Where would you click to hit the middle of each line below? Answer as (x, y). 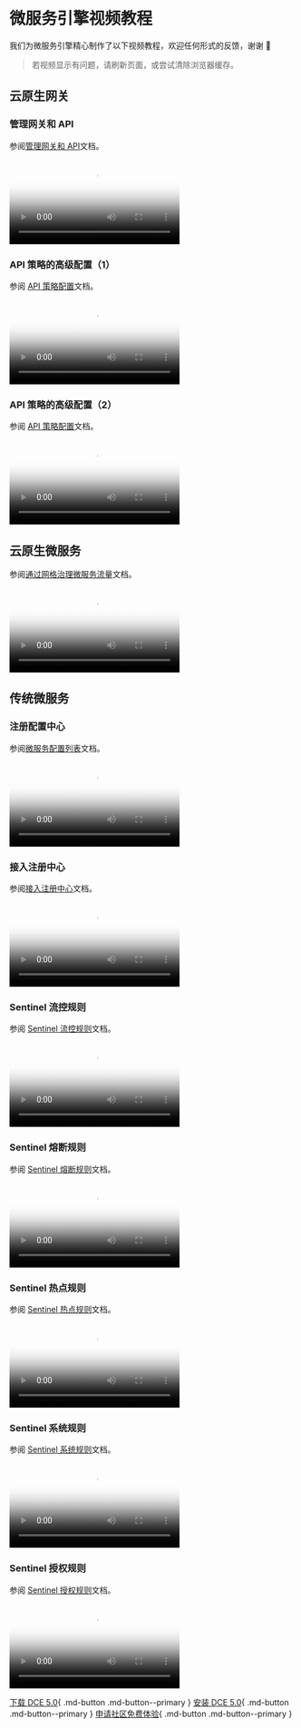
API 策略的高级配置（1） (62, 264)
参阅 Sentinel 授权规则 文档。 (63, 1590)
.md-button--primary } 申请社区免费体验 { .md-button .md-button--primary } (151, 1713)
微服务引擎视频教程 (81, 19)
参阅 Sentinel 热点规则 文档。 (63, 1309)
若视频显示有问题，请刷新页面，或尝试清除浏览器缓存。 (135, 64)
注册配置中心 (38, 727)
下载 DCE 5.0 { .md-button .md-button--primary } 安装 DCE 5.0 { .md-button (150, 1702)
